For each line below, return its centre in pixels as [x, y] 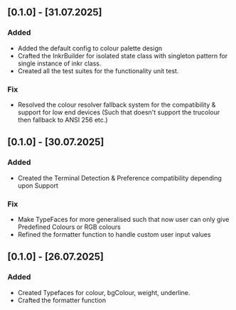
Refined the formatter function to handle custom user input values [114, 234]
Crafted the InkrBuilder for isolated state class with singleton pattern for [123, 55]
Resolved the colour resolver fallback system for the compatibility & [117, 105]
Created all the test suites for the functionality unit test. [98, 70]
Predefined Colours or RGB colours [69, 227]
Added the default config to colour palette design [90, 48]
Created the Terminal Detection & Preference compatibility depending [120, 178]
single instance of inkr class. [59, 63]
